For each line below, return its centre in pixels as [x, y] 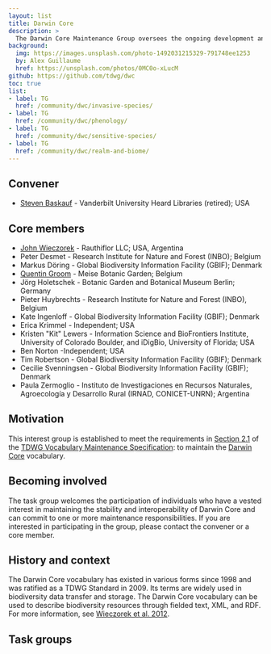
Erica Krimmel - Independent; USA [77, 325]
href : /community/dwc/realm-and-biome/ [83, 151]
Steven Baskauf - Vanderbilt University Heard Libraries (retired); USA [135, 203]
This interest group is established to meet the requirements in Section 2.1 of [134, 438]
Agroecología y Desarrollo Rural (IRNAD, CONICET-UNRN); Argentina [135, 394]
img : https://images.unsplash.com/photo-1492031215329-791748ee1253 [133, 53]
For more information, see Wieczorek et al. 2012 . [89, 614]
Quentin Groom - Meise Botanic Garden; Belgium [101, 274]
